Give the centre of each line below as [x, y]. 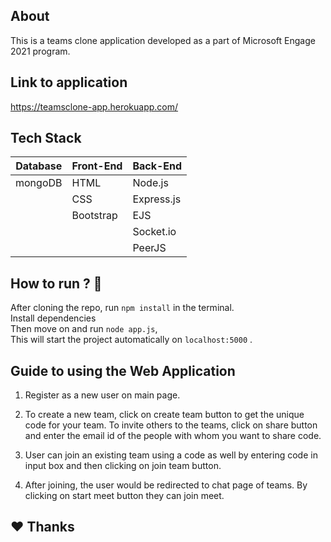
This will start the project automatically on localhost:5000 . [131, 340]
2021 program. [40, 51]
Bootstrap [94, 216]
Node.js [150, 183]
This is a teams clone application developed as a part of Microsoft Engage [163, 40]
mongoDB [39, 183]
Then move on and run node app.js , [84, 329]
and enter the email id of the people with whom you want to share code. [173, 436]
